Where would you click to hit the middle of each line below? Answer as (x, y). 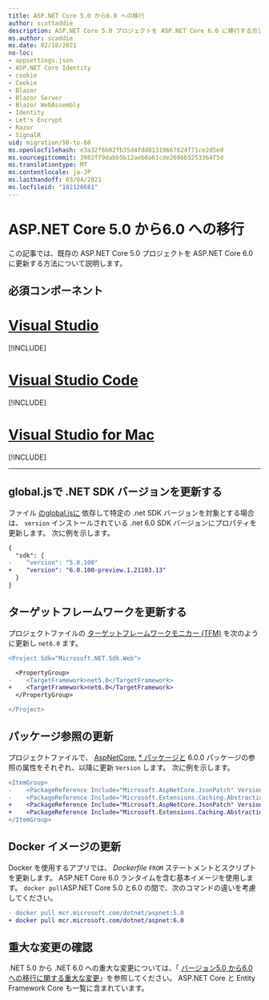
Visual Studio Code (73, 381)
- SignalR (25, 135)
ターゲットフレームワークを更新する (98, 612)
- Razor (21, 128)
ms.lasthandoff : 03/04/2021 (55, 180)
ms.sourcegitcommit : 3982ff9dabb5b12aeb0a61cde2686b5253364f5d (116, 157)
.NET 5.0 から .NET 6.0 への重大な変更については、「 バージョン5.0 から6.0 (130, 968)
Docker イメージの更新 (65, 847)
